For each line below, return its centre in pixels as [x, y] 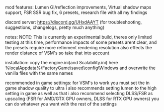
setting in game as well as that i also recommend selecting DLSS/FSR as [79, 93]
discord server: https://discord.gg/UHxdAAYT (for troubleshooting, [74, 22]
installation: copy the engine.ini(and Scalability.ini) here [62, 62]
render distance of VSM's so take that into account [57, 53]
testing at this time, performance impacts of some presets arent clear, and [81, 42]
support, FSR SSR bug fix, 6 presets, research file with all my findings [76, 12]
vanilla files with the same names [39, 73]
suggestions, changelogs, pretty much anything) [55, 27]
